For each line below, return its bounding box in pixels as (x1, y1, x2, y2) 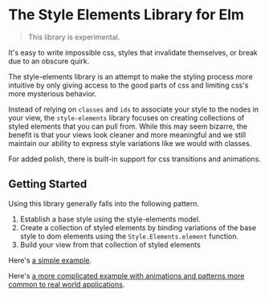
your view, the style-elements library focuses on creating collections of (8, 112, 245, 122)
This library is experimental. (27, 32, 120, 42)
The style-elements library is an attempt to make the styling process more (8, 71, 253, 81)
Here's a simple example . (8, 255, 92, 265)
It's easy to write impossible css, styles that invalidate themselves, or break (8, 47, 259, 57)
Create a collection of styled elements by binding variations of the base (19, 222, 257, 232)
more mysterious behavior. (8, 88, 97, 98)
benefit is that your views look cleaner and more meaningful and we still (8, 130, 247, 140)
